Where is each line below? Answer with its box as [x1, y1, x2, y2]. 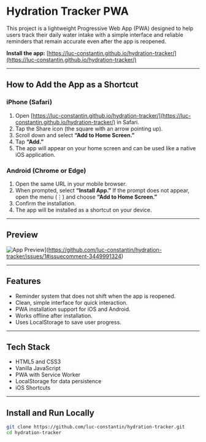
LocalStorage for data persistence [15, 378, 102, 385]
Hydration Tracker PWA [6, 4, 129, 18]
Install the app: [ [6, 49, 49, 56]
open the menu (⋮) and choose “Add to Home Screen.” [15, 193, 158, 200]
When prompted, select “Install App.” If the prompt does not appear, [15, 186, 190, 194]
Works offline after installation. [15, 311, 93, 319]
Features [6, 276, 41, 286]
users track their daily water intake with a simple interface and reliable [6, 31, 184, 38]
